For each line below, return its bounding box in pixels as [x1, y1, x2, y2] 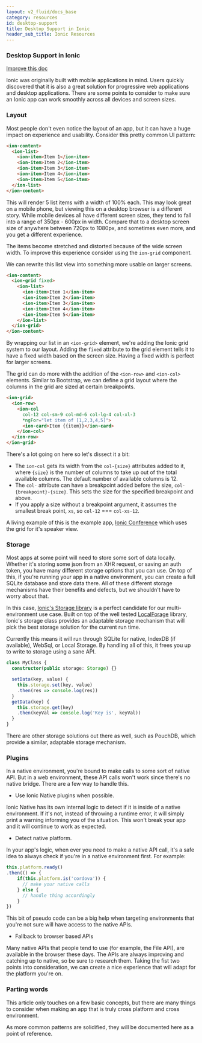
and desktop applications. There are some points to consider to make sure [6, 89, 191, 97]
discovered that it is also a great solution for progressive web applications [6, 83, 189, 91]
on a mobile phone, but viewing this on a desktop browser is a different [6, 205, 182, 212]
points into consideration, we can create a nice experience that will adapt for [6, 964, 196, 971]
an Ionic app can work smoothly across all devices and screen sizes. [6, 96, 176, 103]
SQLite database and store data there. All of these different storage [6, 580, 173, 587]
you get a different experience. [6, 231, 83, 238]
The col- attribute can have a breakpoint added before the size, [14, 481, 173, 489]
